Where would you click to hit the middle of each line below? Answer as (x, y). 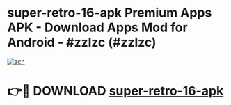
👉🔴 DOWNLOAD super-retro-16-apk (115, 91)
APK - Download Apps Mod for (97, 27)
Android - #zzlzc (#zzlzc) (82, 42)
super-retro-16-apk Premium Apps (110, 13)
